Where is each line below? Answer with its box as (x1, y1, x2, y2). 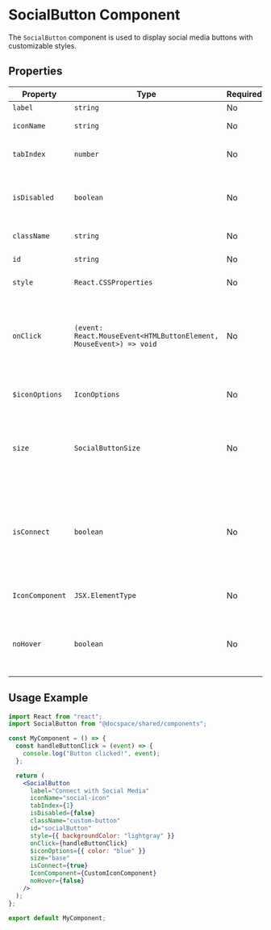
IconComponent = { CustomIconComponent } (29, 869, 157, 877)
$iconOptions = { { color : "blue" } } (29, 847, 147, 855)
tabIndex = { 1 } (29, 802, 74, 810)
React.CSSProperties (73, 277, 153, 287)
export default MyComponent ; (8, 914, 106, 922)
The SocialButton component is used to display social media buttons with (8, 32, 253, 42)
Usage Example (8, 691, 89, 705)
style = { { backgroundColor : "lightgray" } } (29, 831, 175, 840)
